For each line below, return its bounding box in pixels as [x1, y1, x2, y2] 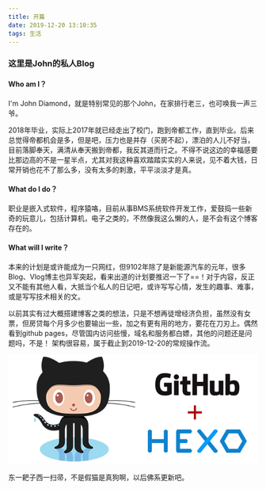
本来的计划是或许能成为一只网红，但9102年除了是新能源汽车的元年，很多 [8, 262, 246, 271]
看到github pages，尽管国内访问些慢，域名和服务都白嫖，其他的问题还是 [8, 328, 245, 338]
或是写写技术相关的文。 [8, 292, 85, 301]
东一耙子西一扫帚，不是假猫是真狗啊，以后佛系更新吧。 [8, 472, 188, 483]
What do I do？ [8, 185, 58, 194]
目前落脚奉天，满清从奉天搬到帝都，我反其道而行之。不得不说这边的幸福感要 [8, 145, 258, 155]
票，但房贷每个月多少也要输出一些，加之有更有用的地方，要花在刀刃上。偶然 [8, 318, 258, 328]
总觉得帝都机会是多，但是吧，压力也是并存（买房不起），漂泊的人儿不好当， [8, 135, 255, 144]
